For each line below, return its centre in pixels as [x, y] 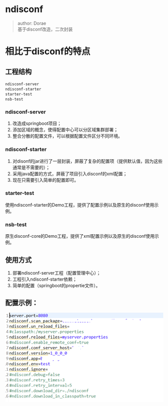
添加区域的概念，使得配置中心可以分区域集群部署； [65, 130]
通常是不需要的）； [31, 167]
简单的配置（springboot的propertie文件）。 [56, 285]
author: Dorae [32, 23]
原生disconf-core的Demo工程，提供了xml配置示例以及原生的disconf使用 [80, 236]
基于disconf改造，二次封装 [45, 29]
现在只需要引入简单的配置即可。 [45, 180]
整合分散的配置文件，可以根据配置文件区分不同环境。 [67, 136]
